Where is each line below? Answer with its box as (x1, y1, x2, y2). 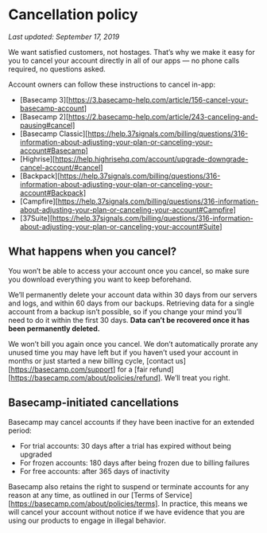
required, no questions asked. (8, 64, 106, 73)
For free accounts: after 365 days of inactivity (19, 466, 170, 476)
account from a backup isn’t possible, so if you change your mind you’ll (8, 306, 242, 316)
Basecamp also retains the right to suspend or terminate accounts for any (8, 481, 250, 491)
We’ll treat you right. (164, 372, 230, 383)
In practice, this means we (161, 499, 248, 508)
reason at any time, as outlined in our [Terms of (8, 490, 164, 500)
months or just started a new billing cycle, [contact (8, 356, 174, 365)
